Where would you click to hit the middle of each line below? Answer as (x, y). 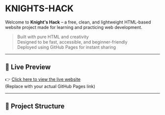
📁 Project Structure (35, 106)
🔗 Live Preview (28, 67)
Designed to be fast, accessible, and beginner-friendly (72, 42)
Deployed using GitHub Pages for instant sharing (67, 47)
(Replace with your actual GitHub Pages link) (50, 86)
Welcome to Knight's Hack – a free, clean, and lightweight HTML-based (78, 22)
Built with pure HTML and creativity (53, 37)
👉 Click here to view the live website (43, 79)
